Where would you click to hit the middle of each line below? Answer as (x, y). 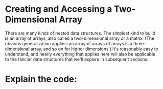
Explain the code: (41, 79)
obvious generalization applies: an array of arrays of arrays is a (69, 43)
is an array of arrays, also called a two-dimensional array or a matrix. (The (80, 38)
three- (140, 43)
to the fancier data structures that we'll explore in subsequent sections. (77, 59)
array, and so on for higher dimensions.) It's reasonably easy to (94, 49)
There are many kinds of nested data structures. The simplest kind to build (80, 33)
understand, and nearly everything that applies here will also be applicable (80, 54)
